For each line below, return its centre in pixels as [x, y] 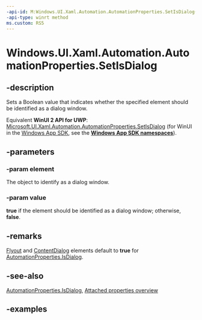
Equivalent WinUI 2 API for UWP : [47, 120]
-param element [30, 169]
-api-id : [17, 12]
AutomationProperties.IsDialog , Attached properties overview [82, 290]
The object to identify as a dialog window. [58, 182]
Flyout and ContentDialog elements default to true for [73, 251]
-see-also [25, 276]
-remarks [24, 236]
